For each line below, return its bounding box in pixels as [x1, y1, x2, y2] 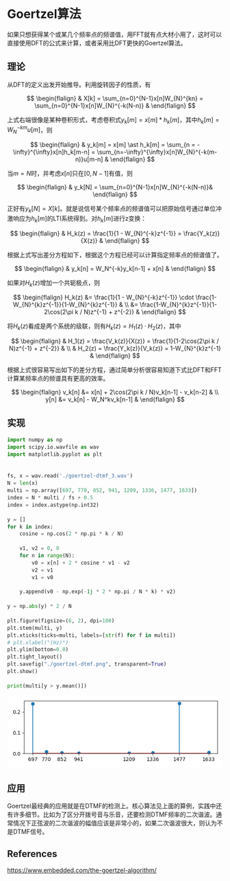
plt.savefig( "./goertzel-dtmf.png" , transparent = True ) [7, 661, 167, 668]
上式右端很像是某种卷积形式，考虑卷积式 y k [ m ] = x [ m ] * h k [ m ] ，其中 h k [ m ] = [7, 115, 220, 126]
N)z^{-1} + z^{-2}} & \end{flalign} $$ [83, 308, 186, 316]
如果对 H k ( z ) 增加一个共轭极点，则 [7, 279, 101, 288]
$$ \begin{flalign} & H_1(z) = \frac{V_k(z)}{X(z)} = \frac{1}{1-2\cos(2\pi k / [11, 337, 219, 345]
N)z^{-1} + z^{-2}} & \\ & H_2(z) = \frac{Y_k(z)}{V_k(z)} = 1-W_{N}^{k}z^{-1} [9, 344, 221, 353]
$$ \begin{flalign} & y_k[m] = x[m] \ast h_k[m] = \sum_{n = [29, 141, 196, 148]
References [7, 848, 57, 860]
